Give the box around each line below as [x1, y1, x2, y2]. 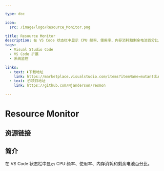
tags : [5, 42, 16, 48]
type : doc [5, 11, 25, 16]
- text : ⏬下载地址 [9, 69, 44, 75]
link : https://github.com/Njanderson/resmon [14, 83, 106, 88]
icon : [5, 20, 16, 25]
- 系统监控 [9, 56, 29, 61]
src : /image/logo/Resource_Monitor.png [9, 25, 91, 30]
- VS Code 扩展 [9, 52, 39, 57]
